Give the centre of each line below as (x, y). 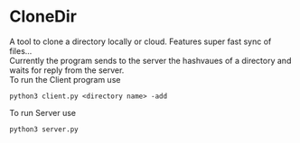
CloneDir (43, 17)
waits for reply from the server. (67, 70)
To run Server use (43, 112)
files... (21, 50)
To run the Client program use (65, 79)
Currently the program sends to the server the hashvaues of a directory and (150, 60)
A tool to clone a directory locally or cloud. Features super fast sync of (141, 41)
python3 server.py (44, 129)
